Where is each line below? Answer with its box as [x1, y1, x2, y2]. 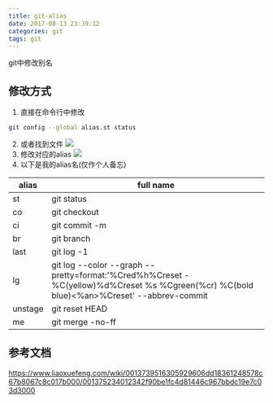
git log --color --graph [51, 259, 143, 270]
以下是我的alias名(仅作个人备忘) [19, 160, 127, 169]
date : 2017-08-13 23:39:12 [8, 20, 100, 28]
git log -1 [51, 246, 89, 257]
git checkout [51, 206, 99, 217]
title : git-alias [8, 11, 67, 20]
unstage [12, 303, 44, 314]
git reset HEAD [51, 303, 108, 314]
